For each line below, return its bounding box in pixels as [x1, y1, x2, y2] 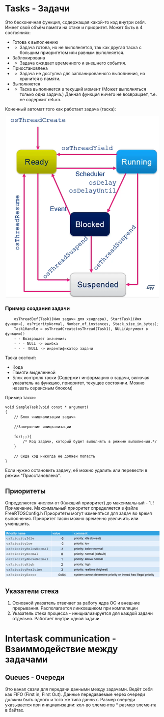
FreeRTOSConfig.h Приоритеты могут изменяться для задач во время [5, 510, 152, 516]
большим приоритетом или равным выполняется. [19, 50, 125, 55]
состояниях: [5, 29, 31, 35]
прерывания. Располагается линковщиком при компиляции [12, 605, 138, 611]
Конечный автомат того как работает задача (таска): [5, 106, 116, 112]
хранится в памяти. [19, 76, 60, 82]
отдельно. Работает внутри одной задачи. [12, 616, 101, 622]
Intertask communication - [5, 633, 116, 644]
